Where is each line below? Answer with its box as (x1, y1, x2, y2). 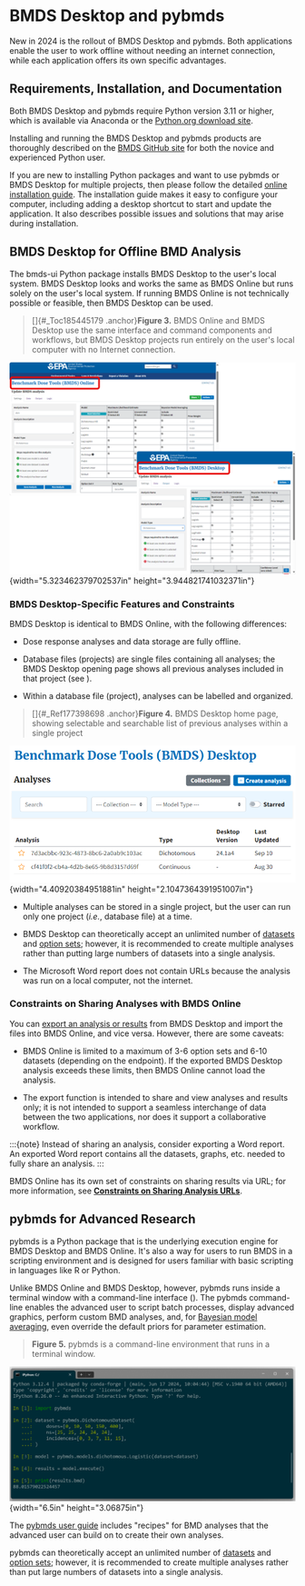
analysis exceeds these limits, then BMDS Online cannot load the (22, 1064, 266, 1075)
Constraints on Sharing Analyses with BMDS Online (9, 997, 241, 1010)
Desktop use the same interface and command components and (31, 324, 272, 335)
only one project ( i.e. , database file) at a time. (22, 911, 192, 922)
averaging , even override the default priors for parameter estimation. (9, 1321, 266, 1332)
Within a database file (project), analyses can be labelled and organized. (22, 690, 293, 701)
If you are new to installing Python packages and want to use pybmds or (9, 169, 280, 180)
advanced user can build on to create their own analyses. (9, 1530, 224, 1541)
